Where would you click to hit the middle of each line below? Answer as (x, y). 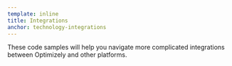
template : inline (33, 14)
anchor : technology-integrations (57, 27)
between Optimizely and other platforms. (67, 55)
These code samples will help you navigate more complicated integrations (116, 48)
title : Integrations (38, 21)
